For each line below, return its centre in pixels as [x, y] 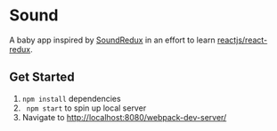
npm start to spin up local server [86, 108]
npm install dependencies [72, 98]
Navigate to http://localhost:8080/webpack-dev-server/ [124, 117]
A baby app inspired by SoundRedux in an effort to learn [112, 40]
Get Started [42, 77]
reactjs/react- [242, 40]
